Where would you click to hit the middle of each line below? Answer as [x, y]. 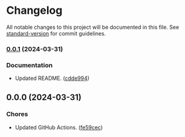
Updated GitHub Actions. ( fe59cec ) [59, 127]
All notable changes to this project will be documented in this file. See [93, 27]
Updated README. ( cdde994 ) [52, 78]
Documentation [30, 65]
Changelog [34, 11]
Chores [17, 114]
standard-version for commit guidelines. [56, 33]
